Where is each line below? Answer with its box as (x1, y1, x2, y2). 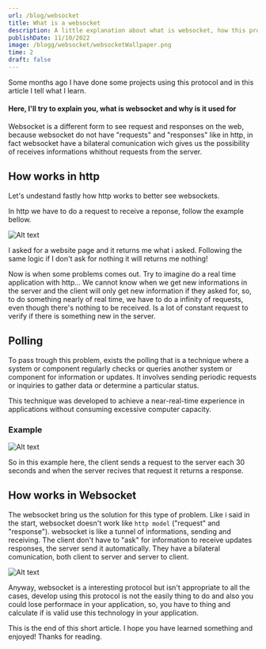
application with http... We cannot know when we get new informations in (8, 277, 248, 287)
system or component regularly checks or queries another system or (8, 364, 233, 373)
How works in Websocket (8, 489, 137, 502)
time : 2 (8, 48, 34, 56)
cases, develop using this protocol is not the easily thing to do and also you (8, 591, 254, 601)
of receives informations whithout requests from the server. (8, 147, 203, 157)
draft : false (8, 56, 51, 64)
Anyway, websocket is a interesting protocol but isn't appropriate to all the (8, 582, 251, 592)
